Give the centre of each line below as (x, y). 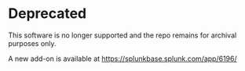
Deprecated (48, 14)
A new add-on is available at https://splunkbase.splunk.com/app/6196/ (122, 59)
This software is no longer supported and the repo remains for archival (122, 35)
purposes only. (32, 43)
